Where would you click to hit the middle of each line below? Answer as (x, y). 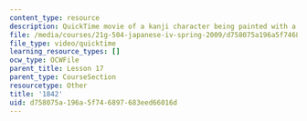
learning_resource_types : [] (65, 52)
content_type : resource (55, 18)
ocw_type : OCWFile (44, 60)
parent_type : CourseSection (63, 77)
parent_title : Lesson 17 (57, 69)
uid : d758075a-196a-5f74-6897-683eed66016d (94, 102)
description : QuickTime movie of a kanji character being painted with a (153, 26)
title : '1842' (37, 94)
